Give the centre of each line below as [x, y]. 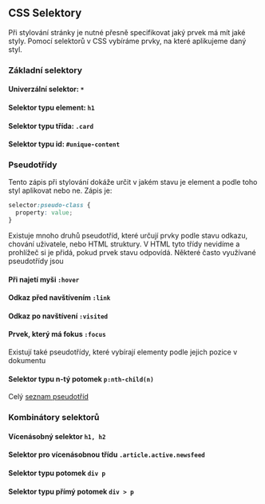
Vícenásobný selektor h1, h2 [57, 436]
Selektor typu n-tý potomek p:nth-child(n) [81, 378]
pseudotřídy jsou [36, 261]
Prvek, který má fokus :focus [57, 334]
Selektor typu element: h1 [51, 107]
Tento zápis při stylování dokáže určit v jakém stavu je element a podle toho [133, 182]
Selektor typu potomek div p [57, 473]
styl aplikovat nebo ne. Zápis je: [60, 190]
